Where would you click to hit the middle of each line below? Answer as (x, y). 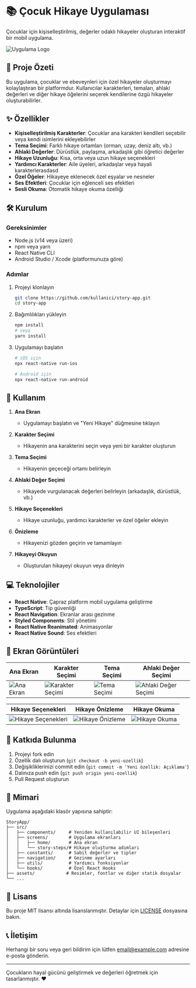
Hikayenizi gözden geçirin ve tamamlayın (72, 543)
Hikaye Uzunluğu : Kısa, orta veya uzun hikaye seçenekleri (85, 158)
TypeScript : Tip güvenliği (45, 608)
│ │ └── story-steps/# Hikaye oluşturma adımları (73, 848)
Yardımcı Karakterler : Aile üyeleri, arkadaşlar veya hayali (83, 164)
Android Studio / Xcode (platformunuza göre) (69, 259)
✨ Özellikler (28, 119)
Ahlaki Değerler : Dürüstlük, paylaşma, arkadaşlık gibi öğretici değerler (99, 151)
